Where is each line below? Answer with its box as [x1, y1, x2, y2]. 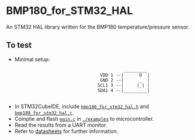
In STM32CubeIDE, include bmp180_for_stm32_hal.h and [14, 103, 149, 110]
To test [6, 40, 32, 50]
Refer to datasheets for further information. [14, 127, 119, 135]
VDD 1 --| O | [100, 72, 150, 78]
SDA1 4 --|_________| [97, 87, 150, 93]
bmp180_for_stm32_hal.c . [14, 109, 74, 116]
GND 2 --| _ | [100, 77, 150, 83]
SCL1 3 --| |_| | [97, 82, 150, 88]
